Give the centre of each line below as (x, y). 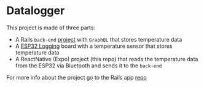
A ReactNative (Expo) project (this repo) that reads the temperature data (107, 59)
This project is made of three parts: (51, 28)
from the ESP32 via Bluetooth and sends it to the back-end (88, 66)
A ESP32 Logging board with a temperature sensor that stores (94, 46)
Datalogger (36, 11)
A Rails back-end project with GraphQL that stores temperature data (99, 39)
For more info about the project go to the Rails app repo (77, 77)
